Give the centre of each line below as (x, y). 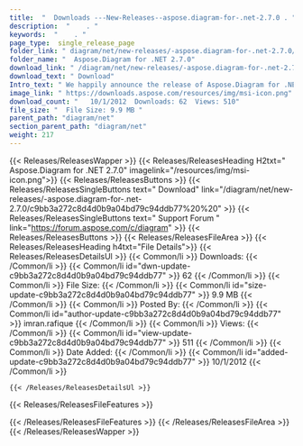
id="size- (250, 285)
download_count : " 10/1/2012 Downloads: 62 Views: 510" (125, 101)
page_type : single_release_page (72, 43)
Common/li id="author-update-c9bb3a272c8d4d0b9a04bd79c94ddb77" (145, 314)
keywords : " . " (48, 34)
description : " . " (54, 26)
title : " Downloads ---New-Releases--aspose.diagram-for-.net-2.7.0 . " (153, 18)
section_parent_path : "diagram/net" (78, 127)
